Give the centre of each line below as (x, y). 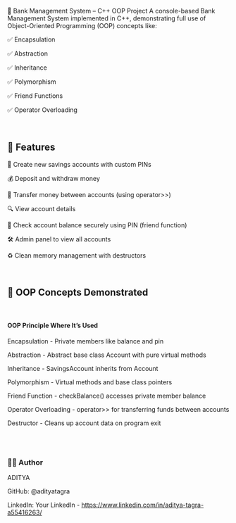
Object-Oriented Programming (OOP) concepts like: (82, 26)
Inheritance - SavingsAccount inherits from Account (83, 368)
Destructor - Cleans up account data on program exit (84, 423)
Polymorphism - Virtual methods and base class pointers (90, 382)
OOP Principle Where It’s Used (53, 326)
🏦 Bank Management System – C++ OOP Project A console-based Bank (111, 11)
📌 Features (31, 147)
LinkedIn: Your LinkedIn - (44, 505)
